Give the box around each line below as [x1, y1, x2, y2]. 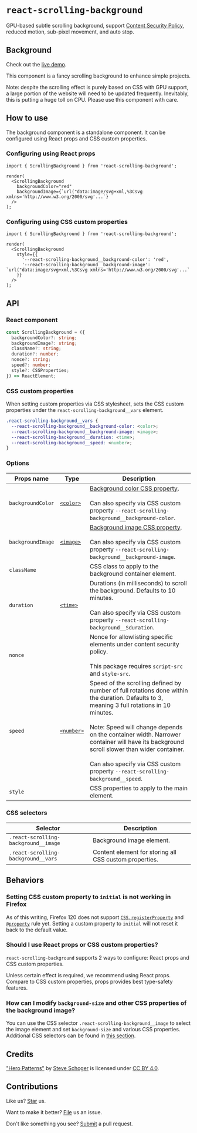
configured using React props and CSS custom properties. [6, 135, 148, 142]
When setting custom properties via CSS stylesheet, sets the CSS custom [6, 400, 184, 407]
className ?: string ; [11, 346, 62, 351]
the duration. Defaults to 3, [90, 693, 164, 702]
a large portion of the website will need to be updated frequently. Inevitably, [6, 90, 189, 97]
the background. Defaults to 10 [90, 586, 176, 595]
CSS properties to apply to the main [90, 784, 188, 792]
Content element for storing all [93, 848, 177, 856]
